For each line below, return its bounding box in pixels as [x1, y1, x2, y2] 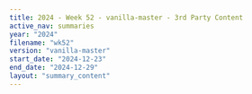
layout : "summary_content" [9, 72, 111, 81]
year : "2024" [9, 30, 58, 38]
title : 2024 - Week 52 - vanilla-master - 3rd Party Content [9, 13, 244, 22]
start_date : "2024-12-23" [9, 55, 106, 64]
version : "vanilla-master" [9, 47, 111, 56]
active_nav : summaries [9, 21, 94, 30]
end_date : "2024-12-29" [9, 64, 99, 73]
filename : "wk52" [9, 38, 75, 47]
